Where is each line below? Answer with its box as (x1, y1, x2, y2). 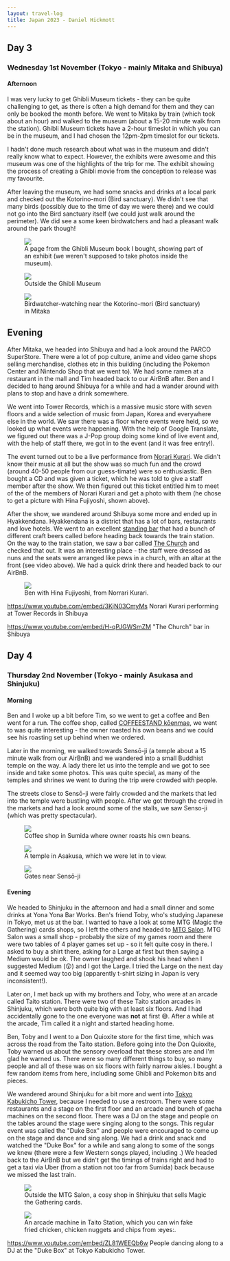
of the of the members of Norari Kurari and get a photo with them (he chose (7, 489, 222, 497)
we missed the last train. (7, 1170, 76, 1178)
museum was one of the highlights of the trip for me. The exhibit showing (7, 160, 215, 168)
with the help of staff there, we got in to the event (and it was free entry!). (7, 439, 215, 447)
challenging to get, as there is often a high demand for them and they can (7, 103, 215, 111)
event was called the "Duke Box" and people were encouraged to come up (7, 1126, 218, 1134)
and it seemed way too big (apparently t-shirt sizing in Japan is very (7, 969, 200, 977)
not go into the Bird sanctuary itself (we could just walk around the (7, 209, 196, 218)
